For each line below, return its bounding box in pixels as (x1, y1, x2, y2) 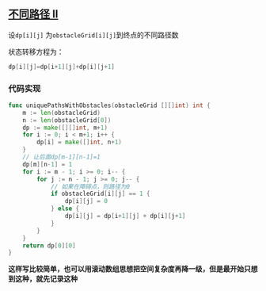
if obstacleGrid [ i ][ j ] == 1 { (50, 190, 150, 198)
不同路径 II (8, 7, 59, 21)
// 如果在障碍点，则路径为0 (50, 182, 131, 190)
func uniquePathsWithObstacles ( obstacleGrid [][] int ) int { (8, 101, 211, 109)
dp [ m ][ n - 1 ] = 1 (22, 160, 73, 168)
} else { (50, 205, 80, 213)
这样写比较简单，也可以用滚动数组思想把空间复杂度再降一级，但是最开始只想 (8, 264, 258, 274)
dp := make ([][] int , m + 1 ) (22, 124, 108, 132)
